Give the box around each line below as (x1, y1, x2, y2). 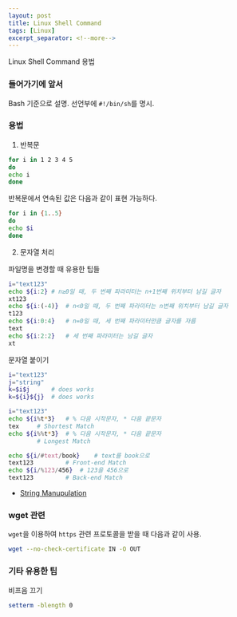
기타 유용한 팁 (8, 566, 58, 577)
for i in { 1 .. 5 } (8, 209, 62, 218)
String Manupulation (19, 488, 87, 498)
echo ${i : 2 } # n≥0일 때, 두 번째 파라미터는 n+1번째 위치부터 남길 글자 (8, 287, 222, 295)
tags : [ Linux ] (8, 26, 56, 34)
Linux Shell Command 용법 (8, 57, 96, 66)
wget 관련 (8, 510, 45, 521)
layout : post (8, 11, 52, 20)
